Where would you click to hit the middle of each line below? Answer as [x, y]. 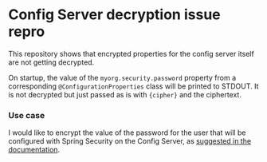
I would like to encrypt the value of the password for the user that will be [127, 132]
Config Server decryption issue [114, 15]
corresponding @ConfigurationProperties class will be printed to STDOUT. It [133, 86]
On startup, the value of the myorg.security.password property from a [122, 77]
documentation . [34, 150]
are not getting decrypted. [51, 62]
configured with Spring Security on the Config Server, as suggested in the [130, 141]
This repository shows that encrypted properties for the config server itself [132, 53]
